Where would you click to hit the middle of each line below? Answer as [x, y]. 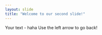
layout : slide [19, 9]
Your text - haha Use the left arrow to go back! [51, 27]
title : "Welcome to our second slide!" [45, 14]
